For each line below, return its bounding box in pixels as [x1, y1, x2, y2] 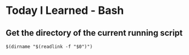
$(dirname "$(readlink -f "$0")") [5, 44, 93, 50]
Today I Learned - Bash [5, 4, 124, 18]
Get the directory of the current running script [5, 28, 183, 38]
